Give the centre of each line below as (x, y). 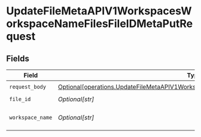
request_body (28, 87)
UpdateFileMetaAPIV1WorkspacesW (99, 11)
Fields (18, 58)
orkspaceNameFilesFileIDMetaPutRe (100, 24)
